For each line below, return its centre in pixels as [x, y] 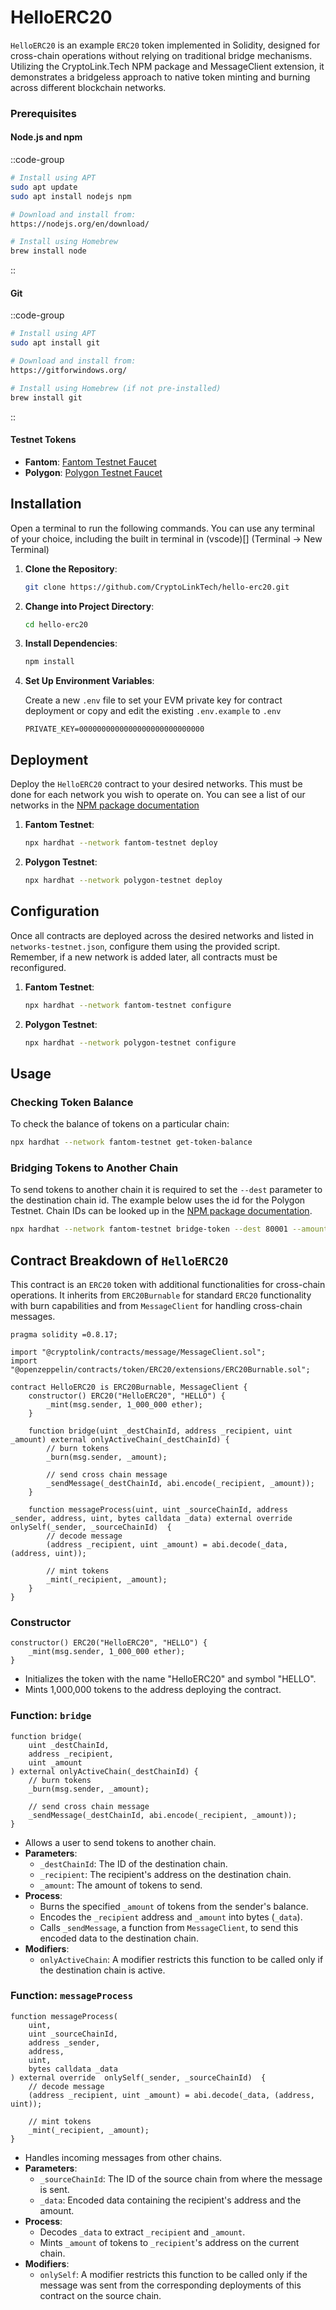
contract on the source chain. [100, 2295]
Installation [46, 504]
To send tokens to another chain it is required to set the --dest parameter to [166, 1190]
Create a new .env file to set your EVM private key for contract [153, 700]
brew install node [48, 251]
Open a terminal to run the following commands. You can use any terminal [162, 528]
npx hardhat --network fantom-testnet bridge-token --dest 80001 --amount [169, 1229]
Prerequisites [43, 113]
